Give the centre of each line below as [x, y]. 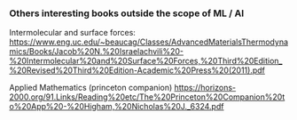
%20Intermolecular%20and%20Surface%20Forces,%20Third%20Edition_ [146, 61]
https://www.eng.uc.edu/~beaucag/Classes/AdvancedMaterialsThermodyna [149, 42]
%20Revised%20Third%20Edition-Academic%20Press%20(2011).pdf [137, 70]
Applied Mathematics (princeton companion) [91, 88]
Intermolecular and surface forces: [72, 33]
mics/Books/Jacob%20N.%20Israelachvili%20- [97, 52]
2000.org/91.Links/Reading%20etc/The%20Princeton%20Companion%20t [147, 97]
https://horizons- [205, 88]
